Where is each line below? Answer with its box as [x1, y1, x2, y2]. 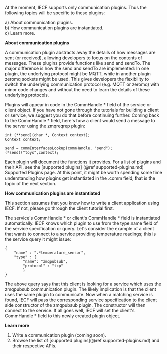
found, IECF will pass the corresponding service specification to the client [5, 297, 157, 303]
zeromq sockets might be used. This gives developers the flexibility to [5, 76, 149, 82]
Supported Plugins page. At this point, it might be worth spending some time [5, 170, 162, 175]
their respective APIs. [12, 343, 57, 349]
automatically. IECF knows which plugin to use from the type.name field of [5, 220, 158, 226]
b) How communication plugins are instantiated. [5, 25, 104, 31]
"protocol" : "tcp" [23, 263, 64, 268]
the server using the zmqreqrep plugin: [5, 123, 86, 129]
